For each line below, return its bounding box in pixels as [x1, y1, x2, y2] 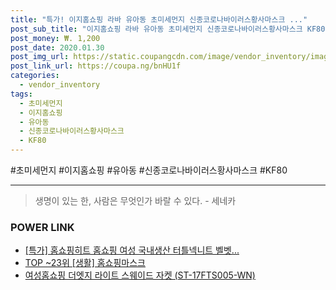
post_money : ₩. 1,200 [10, 33, 101, 43]
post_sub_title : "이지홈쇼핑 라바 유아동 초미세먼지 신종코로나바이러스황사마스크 [10, 24, 303, 34]
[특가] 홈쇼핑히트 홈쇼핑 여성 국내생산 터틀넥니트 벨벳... [24, 244, 240, 256]
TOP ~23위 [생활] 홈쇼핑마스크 [24, 257, 146, 269]
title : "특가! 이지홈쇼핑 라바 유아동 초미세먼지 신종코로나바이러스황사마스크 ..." [10, 14, 308, 25]
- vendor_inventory [19, 80, 101, 90]
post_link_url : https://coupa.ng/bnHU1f [10, 61, 182, 71]
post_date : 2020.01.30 [10, 42, 105, 53]
